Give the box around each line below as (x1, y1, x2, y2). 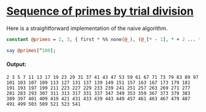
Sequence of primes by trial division (6, 4, 194, 18)
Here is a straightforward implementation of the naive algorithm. (6, 24, 168, 32)
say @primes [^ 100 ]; (6, 47, 56, 53)
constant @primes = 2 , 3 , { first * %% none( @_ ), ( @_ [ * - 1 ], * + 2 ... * (6, 36, 202, 42)
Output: (6, 61, 26, 68)
